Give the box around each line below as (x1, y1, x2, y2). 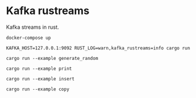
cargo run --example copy (6, 86, 69, 92)
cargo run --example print (6, 66, 72, 72)
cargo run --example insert (6, 76, 75, 82)
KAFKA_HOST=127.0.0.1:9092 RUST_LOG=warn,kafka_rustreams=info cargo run (6, 45, 191, 51)
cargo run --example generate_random (6, 55, 99, 61)
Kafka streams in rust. (6, 23, 59, 31)
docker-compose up (6, 35, 51, 40)
